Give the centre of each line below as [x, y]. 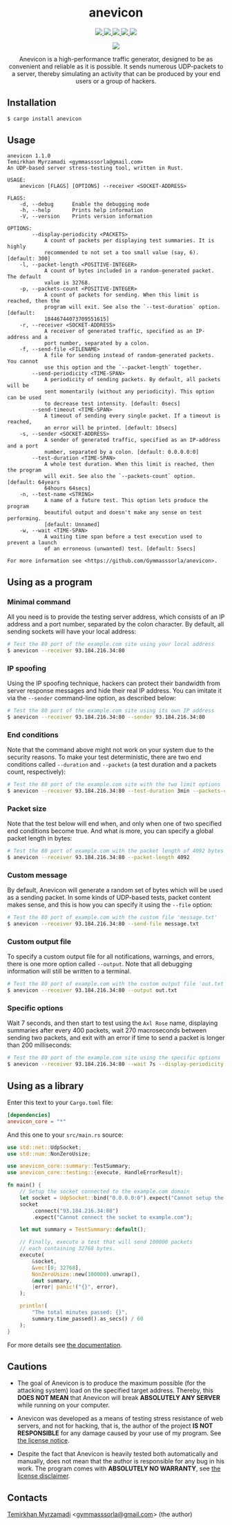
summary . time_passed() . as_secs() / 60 [88, 1318]
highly [17, 247]
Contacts [28, 1498]
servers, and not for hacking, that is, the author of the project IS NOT [115, 1426]
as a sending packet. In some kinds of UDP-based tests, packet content [109, 898]
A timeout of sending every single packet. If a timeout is [132, 416]
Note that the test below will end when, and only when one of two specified [115, 824]
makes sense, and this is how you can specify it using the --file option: [110, 905]
